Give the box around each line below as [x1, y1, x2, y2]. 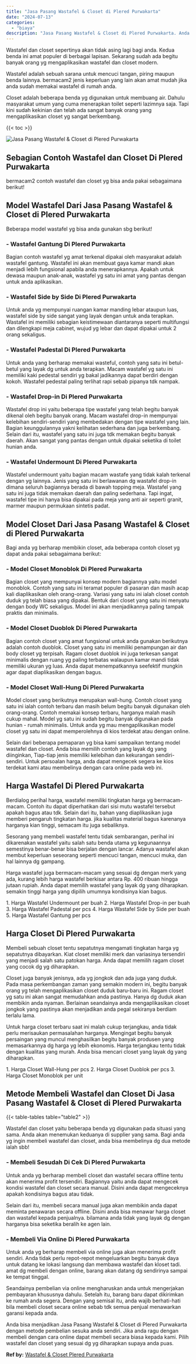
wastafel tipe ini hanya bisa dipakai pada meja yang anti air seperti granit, [6, 496, 183, 503]
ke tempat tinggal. [6, 1273, 50, 1280]
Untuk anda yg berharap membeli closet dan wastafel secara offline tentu [6, 1172, 183, 1179]
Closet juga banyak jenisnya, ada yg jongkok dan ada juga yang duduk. [6, 974, 177, 981]
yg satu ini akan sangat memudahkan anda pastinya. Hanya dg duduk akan [6, 993, 187, 1000]
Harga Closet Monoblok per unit [6, 1072, 83, 1079]
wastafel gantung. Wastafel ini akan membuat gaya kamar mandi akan [6, 259, 175, 267]
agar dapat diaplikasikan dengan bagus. [6, 668, 102, 675]
